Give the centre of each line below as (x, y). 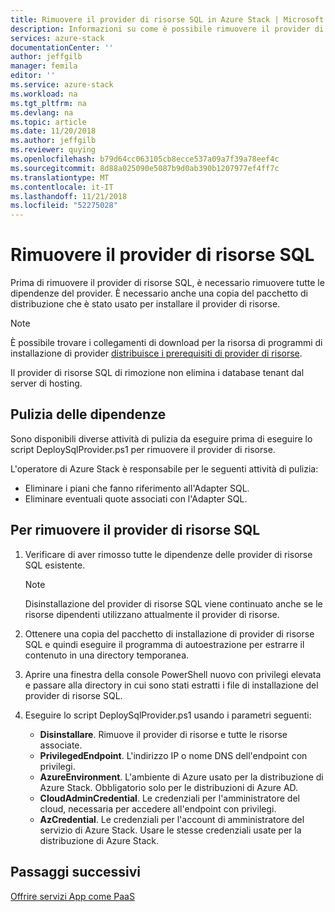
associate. (61, 745)
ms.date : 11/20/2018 (53, 131)
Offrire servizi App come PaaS (72, 896)
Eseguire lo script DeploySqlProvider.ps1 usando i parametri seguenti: (168, 715)
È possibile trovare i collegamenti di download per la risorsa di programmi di (166, 343)
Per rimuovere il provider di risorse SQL (135, 530)
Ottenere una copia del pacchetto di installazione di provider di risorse (169, 633)
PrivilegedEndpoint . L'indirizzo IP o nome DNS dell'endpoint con (173, 755)
